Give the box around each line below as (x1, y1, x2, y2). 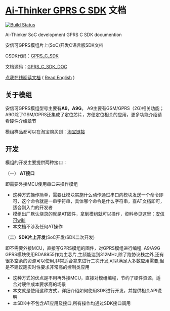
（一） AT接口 (5, 170, 35, 176)
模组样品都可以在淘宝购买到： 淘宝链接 (5, 128, 85, 134)
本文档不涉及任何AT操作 (12, 223, 63, 229)
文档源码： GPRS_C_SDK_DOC (5, 63, 67, 70)
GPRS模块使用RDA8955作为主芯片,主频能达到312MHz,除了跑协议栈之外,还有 (5, 251, 164, 257)
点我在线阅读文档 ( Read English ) (5, 74, 75, 80)
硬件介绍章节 (9, 118, 36, 124)
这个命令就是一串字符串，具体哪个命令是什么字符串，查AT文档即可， (21, 198, 165, 204)
